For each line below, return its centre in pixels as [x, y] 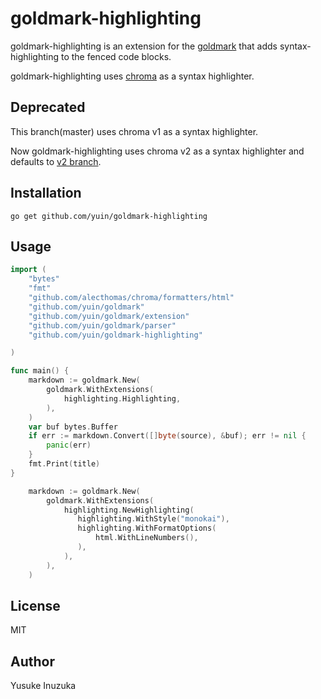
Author [32, 661]
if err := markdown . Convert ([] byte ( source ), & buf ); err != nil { [167, 436]
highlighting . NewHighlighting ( [129, 510]
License [35, 605]
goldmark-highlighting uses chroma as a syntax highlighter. [132, 76]
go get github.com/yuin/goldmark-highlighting [109, 216]
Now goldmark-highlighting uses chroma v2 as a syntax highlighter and [157, 151]
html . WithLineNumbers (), [147, 538]
